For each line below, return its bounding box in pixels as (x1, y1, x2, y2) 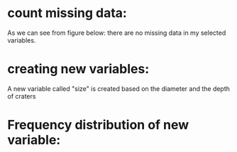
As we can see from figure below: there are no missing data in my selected (7, 28, 226, 37)
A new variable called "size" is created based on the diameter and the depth (7, 84, 231, 93)
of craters (7, 92, 36, 100)
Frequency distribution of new (7, 117, 189, 133)
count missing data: (7, 5, 128, 21)
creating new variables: (7, 61, 150, 77)
